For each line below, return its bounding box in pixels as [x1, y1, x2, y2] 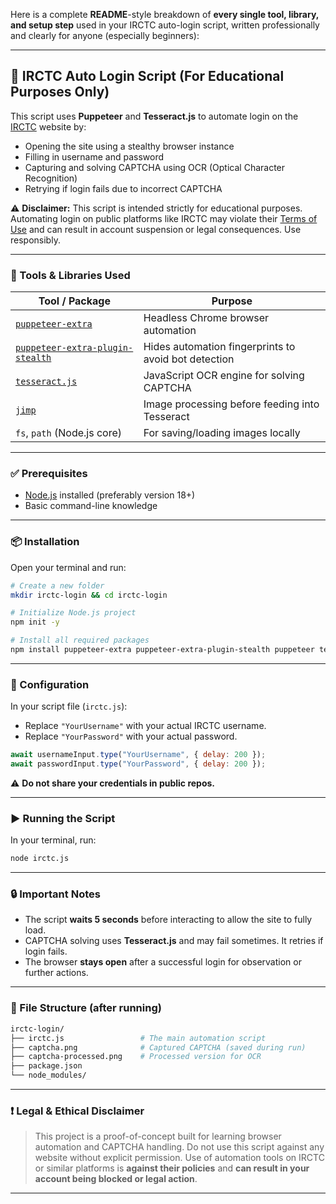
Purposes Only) [10, 84, 110, 101]
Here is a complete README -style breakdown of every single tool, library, [10, 9, 320, 20]
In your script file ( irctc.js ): [10, 700, 128, 713]
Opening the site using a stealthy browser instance [24, 140, 235, 152]
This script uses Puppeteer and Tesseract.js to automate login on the [10, 110, 299, 122]
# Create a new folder [10, 580, 105, 591]
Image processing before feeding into [143, 397, 320, 411]
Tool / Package [38, 294, 111, 308]
